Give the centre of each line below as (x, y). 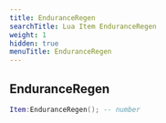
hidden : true (34, 43)
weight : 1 (28, 35)
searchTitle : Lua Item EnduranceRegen (83, 26)
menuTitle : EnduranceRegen (61, 52)
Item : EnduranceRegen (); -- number (75, 109)
